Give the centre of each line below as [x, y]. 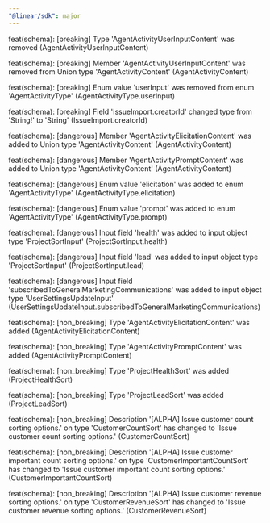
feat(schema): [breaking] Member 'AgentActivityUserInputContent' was [127, 63]
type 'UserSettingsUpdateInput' [61, 298]
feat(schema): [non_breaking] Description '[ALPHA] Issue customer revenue [135, 493]
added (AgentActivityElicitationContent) [74, 331]
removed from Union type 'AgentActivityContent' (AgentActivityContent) [129, 71]
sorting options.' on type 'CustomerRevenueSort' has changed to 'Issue [127, 502]
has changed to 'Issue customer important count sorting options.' [117, 469]
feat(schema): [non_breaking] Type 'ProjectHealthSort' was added [119, 370]
